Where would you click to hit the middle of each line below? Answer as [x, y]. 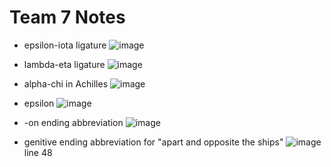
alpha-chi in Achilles [66, 83]
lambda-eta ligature [64, 64]
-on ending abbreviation [73, 122]
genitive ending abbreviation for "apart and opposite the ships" [153, 142]
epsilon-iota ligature [65, 45]
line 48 [38, 152]
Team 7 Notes [67, 17]
